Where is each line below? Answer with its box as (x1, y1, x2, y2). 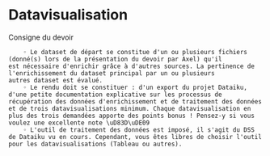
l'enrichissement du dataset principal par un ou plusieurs (8, 69, 216, 78)
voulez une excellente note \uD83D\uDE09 (8, 119, 150, 127)
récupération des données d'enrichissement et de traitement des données (8, 97, 263, 106)
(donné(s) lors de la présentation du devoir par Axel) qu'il (8, 55, 222, 63)
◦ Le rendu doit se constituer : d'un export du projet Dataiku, (23, 83, 248, 91)
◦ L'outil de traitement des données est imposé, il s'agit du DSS (23, 125, 255, 134)
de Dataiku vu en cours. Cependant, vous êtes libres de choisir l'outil (8, 133, 263, 141)
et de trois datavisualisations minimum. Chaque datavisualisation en (8, 104, 251, 112)
